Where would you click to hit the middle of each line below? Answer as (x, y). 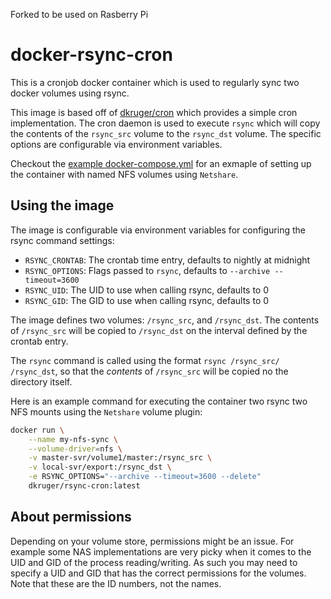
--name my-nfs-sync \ (73, 439)
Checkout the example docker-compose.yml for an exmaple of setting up (161, 163)
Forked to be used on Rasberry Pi (79, 14)
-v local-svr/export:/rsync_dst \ (100, 467)
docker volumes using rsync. (70, 93)
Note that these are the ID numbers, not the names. (116, 583)
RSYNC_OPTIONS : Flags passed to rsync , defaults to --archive (147, 270)
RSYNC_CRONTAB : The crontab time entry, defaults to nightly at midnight (167, 260)
